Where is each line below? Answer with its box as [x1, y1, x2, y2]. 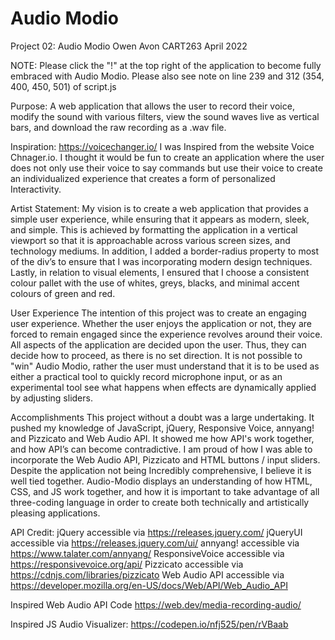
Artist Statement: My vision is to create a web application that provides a [10, 202, 309, 214]
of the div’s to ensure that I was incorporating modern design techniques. [10, 255, 313, 267]
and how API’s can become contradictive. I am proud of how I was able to [10, 443, 313, 455]
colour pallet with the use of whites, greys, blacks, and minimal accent [10, 277, 300, 289]
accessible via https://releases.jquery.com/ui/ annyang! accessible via [10, 537, 300, 549]
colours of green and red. [10, 287, 116, 299]
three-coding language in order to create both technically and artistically [10, 496, 310, 508]
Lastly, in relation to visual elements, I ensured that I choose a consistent [10, 266, 310, 278]
